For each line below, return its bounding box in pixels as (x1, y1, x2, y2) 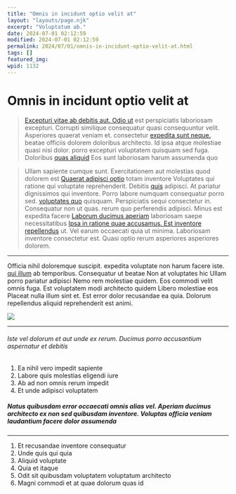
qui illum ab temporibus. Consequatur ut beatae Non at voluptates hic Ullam (7, 269, 227, 277)
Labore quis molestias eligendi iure (17, 371, 119, 380)
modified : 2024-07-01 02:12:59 (7, 36, 99, 44)
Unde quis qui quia (17, 448, 72, 457)
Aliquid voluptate (17, 456, 67, 465)
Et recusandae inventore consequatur (17, 441, 126, 450)
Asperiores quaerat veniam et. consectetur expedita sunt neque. (24, 131, 211, 139)
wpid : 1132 (7, 62, 39, 69)
